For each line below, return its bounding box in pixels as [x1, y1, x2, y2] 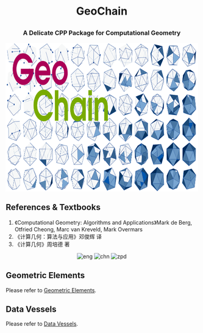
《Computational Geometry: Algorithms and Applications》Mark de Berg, [14, 219, 193, 226]
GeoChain [76, 4, 128, 18]
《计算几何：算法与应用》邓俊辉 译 [14, 233, 102, 240]
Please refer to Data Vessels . [5, 320, 79, 328]
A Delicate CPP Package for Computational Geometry [23, 29, 181, 37]
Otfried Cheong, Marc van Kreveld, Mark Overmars [14, 225, 143, 233]
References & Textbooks [5, 202, 101, 212]
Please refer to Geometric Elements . [5, 286, 97, 293]
